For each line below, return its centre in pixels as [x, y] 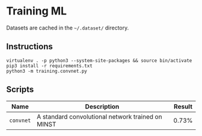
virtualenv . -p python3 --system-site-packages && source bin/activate [99, 60]
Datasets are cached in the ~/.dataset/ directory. [68, 28]
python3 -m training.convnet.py [47, 71]
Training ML [37, 11]
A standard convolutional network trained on [99, 117]
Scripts [20, 89]
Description [102, 107]
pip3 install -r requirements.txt [50, 66]
